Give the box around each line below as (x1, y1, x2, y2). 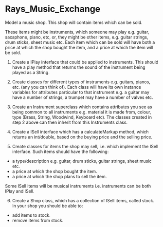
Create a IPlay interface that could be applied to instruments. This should (12, 59, 159, 65)
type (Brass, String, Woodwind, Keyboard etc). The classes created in (12, 114, 152, 120)
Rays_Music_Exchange (5, 3, 101, 15)
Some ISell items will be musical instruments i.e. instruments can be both (5, 183, 151, 189)
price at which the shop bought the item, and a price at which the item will (5, 44, 153, 50)
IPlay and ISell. (5, 188, 35, 194)
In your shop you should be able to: (12, 203, 83, 208)
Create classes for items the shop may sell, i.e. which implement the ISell (12, 143, 159, 149)
